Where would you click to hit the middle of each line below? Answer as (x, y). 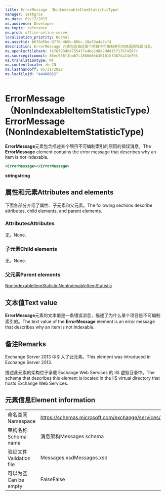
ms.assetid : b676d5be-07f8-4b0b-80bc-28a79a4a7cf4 (58, 42)
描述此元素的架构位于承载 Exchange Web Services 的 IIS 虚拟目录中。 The (80, 373)
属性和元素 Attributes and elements (59, 193)
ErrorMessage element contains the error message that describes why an (81, 152)
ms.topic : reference (26, 28)
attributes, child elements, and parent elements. (54, 211)
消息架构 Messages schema (72, 436)
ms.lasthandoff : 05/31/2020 (34, 70)
